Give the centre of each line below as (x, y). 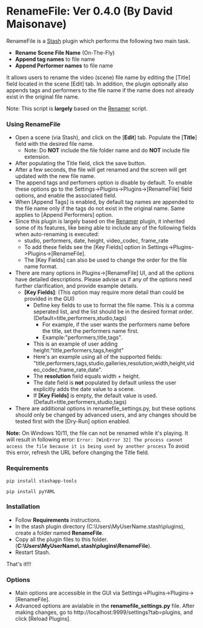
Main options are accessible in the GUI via (68, 593)
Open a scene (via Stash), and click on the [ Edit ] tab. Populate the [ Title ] (106, 137)
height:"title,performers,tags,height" (78, 350)
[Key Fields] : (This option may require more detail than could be (104, 292)
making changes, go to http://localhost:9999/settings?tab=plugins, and (104, 612)
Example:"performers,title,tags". (82, 338)
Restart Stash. (32, 552)
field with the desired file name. (54, 144)
